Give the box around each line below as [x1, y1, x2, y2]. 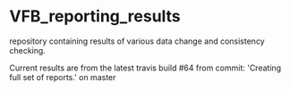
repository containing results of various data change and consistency [9, 36, 266, 46]
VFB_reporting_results [9, 6, 181, 27]
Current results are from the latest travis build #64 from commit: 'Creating [9, 62, 282, 73]
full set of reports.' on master [9, 71, 116, 82]
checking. [9, 45, 47, 55]
